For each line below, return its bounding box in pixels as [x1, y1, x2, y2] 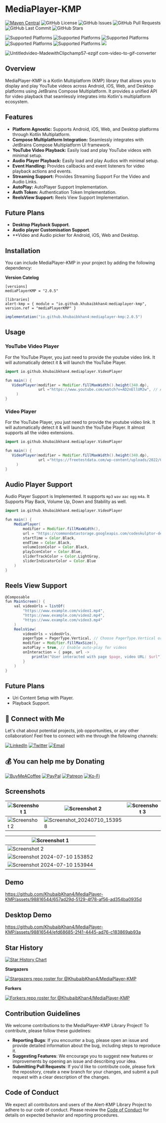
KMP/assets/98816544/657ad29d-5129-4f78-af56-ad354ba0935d [5, 897, 142, 902]
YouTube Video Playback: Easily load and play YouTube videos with [12, 147, 152, 153]
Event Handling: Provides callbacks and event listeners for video [12, 163, 145, 169]
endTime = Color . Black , [23, 540, 72, 545]
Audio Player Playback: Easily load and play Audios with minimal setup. [12, 157, 159, 164]
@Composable [5, 594, 30, 599]
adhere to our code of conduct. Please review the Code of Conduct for [5, 1107, 149, 1113]
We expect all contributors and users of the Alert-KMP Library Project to [5, 1101, 152, 1107]
